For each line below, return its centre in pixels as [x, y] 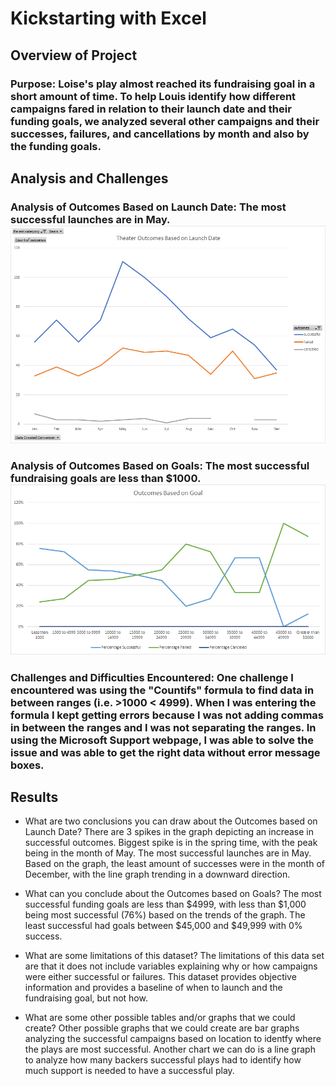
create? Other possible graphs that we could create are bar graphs [162, 1028]
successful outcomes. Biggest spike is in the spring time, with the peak [171, 843]
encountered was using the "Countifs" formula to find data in [162, 690]
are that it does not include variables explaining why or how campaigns [171, 966]
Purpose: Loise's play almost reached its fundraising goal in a [163, 84]
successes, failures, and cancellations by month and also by [160, 134]
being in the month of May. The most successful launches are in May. [168, 853]
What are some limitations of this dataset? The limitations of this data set [174, 956]
